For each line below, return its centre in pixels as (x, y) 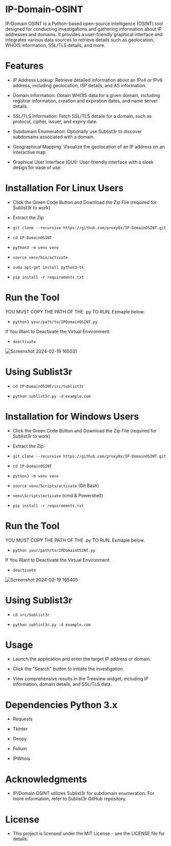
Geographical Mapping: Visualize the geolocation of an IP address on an (89, 147)
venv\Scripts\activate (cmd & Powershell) (58, 495)
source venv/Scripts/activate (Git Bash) (56, 486)
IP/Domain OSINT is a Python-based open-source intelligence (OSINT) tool (84, 23)
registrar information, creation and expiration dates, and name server (85, 101)
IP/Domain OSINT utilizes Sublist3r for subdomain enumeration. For (83, 793)
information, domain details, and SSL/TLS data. (62, 684)
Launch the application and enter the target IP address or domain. (82, 659)
